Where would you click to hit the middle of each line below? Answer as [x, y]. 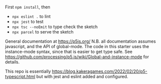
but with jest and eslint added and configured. [82, 76]
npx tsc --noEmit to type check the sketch [55, 27]
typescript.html [20, 76]
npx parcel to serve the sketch [43, 32]
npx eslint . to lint [31, 16]
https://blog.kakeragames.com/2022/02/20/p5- [100, 71]
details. [12, 62]
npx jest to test [28, 22]
